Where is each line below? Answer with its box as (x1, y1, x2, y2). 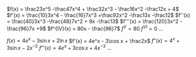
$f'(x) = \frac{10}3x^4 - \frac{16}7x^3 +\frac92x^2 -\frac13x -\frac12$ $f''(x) (6, 12, 190, 19)
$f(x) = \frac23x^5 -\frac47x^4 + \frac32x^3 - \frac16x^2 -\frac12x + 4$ (6, 6, 180, 12)
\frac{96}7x (6, 25, 35, 32)
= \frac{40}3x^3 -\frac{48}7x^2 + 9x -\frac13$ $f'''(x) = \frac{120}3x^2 (6, 18, 179, 24)
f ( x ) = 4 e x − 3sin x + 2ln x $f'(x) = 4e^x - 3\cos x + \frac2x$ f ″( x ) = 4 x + (6, 36, 180, 44)
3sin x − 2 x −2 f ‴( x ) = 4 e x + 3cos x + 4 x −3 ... (6, 44, 112, 51)
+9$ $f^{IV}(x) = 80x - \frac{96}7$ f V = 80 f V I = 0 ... (36, 24, 164, 32)
